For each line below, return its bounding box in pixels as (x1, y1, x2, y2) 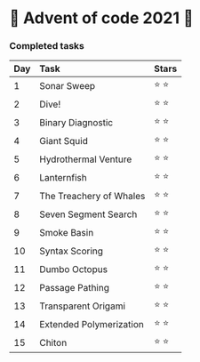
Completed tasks (9, 40, 84, 52)
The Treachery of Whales (39, 189, 146, 202)
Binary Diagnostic (39, 116, 114, 128)
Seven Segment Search (39, 208, 138, 221)
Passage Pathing (39, 281, 109, 294)
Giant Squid (39, 134, 89, 147)
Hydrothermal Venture (39, 153, 132, 165)
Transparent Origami (39, 300, 126, 312)
